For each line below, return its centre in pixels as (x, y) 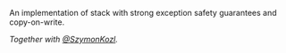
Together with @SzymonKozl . (64, 39)
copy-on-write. (37, 22)
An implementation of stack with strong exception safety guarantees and (143, 13)
